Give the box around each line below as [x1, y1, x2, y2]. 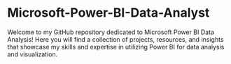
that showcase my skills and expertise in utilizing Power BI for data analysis [7, 42, 225, 51]
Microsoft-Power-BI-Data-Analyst [7, 5, 210, 21]
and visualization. [7, 50, 58, 58]
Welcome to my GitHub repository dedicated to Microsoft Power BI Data [7, 28, 215, 36]
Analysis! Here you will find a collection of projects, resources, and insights [7, 35, 224, 43]
